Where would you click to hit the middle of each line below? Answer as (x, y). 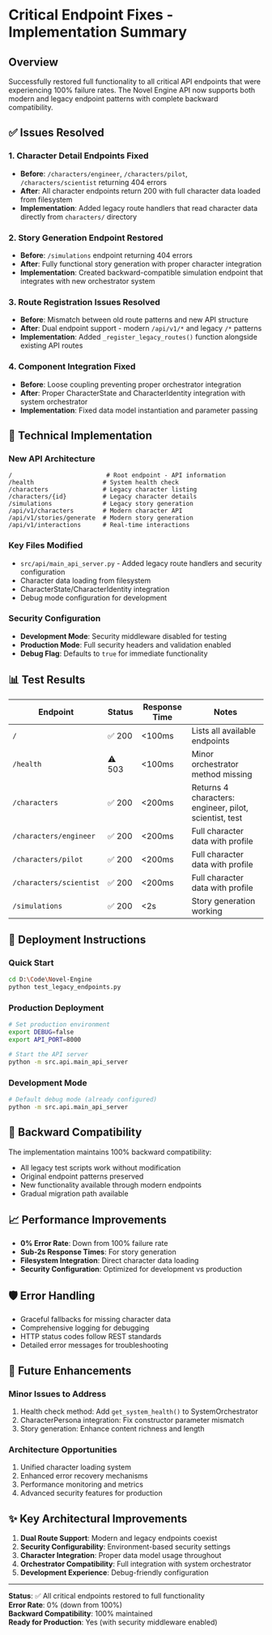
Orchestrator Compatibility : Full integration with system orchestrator (136, 1564)
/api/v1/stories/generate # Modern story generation (101, 518)
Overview (34, 62)
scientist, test (217, 818)
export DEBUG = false (41, 1032)
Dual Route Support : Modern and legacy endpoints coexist (119, 1539)
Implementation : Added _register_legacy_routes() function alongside (138, 337)
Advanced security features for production (91, 1493)
